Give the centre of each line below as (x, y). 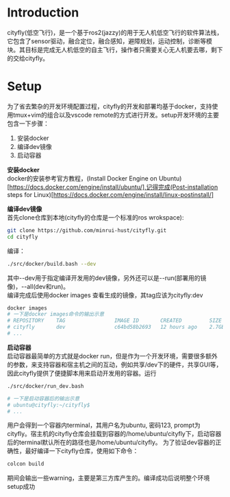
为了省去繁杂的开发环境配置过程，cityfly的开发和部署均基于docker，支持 (110, 106)
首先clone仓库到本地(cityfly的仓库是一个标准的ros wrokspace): (95, 217)
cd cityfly (23, 237)
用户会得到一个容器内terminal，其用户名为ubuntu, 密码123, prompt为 (104, 425)
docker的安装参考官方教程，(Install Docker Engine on (82, 178)
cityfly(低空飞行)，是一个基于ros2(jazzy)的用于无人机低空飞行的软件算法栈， (115, 32)
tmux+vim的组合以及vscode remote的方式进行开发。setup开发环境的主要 (116, 115)
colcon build (26, 464)
